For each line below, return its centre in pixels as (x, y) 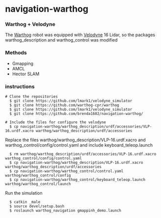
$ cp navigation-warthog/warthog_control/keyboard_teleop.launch (78, 180)
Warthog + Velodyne (30, 24)
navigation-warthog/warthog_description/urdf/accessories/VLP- (86, 127)
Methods (16, 53)
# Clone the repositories (31, 97)
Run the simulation (24, 193)
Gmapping (23, 63)
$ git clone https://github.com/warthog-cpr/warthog (64, 105)
